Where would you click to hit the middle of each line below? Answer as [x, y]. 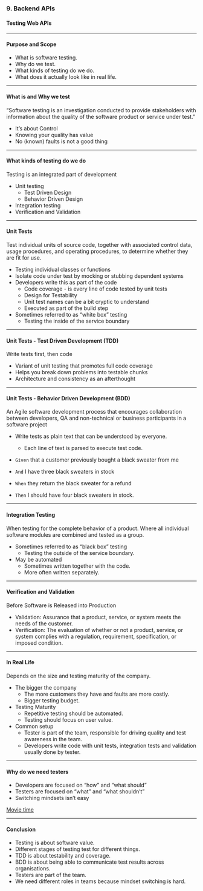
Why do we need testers [37, 772]
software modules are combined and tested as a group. [75, 534]
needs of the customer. [44, 624]
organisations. [33, 869]
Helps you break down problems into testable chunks [81, 372]
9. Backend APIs [31, 8]
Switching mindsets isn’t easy [52, 798]
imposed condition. [39, 643]
